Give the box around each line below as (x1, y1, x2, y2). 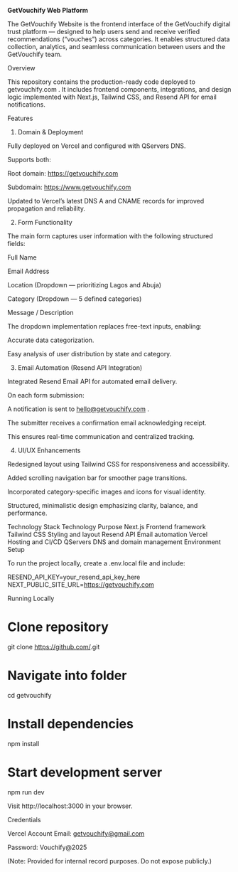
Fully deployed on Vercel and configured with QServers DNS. (7, 142, 186, 150)
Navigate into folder (7, 668, 127, 684)
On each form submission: (7, 391, 85, 399)
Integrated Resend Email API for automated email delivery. (7, 377, 178, 386)
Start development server (7, 765, 163, 780)
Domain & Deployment (17, 128, 84, 136)
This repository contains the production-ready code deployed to (7, 78, 195, 86)
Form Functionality (17, 218, 72, 226)
